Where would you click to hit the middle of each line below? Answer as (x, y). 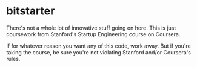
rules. (13, 59)
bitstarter (31, 11)
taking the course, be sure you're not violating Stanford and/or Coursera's (99, 52)
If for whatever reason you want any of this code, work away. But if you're (98, 46)
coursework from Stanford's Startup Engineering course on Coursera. (93, 34)
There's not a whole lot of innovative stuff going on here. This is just (91, 28)
